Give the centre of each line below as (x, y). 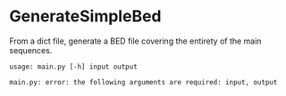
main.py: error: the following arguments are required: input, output (143, 82)
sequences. (31, 50)
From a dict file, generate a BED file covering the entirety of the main (135, 41)
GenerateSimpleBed (85, 16)
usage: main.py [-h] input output (74, 67)
